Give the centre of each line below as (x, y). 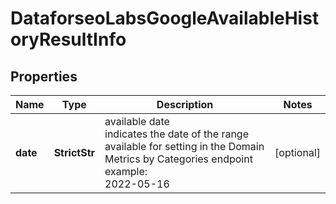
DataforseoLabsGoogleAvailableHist (165, 18)
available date (137, 121)
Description (185, 104)
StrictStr (74, 152)
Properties (44, 76)
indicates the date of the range (176, 134)
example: (126, 171)
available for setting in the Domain (184, 146)
